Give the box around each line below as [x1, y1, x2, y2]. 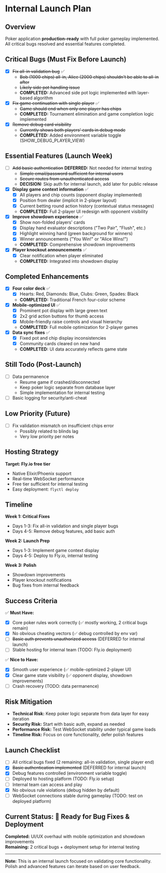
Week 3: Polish [5, 562, 37, 568]
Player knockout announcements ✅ [12, 247, 87, 253]
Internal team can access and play [12, 781, 83, 788]
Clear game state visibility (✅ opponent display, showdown [12, 672, 132, 678]
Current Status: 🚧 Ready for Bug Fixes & [5, 813, 130, 821]
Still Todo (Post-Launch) [5, 360, 82, 369]
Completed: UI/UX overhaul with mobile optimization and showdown [5, 833, 145, 839]
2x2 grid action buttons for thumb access [19, 313, 104, 319]
